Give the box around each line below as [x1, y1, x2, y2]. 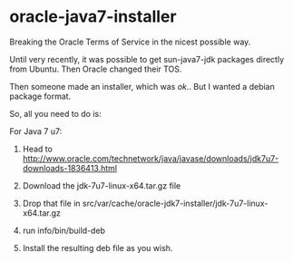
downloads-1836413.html [22, 162, 118, 173]
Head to [22, 143, 53, 154]
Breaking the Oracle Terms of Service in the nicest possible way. [9, 36, 251, 47]
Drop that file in [22, 198, 81, 209]
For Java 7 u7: [9, 125, 63, 137]
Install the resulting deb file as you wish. [22, 242, 173, 253]
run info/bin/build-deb [22, 225, 106, 236]
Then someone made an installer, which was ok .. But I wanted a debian [9, 81, 275, 92]
